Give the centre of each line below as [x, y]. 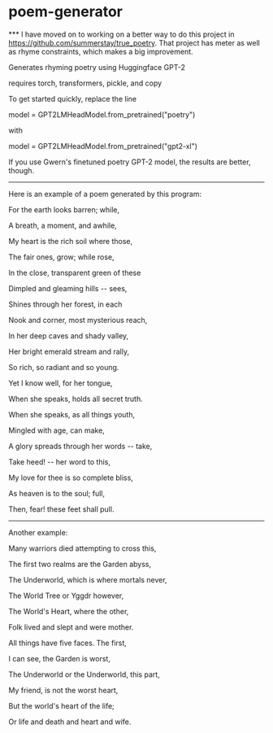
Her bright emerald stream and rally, [69, 351]
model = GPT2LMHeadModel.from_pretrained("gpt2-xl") [103, 146]
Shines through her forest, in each [65, 304]
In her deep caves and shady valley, [69, 335]
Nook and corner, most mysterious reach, [78, 320]
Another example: [38, 532]
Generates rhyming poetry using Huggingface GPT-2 [97, 67]
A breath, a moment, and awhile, [63, 225]
